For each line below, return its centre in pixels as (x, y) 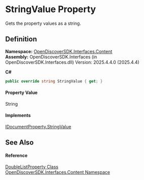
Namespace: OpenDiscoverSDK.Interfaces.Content (59, 51)
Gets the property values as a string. (43, 23)
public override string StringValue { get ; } (54, 81)
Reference (16, 156)
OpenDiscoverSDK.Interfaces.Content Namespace (58, 172)
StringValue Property (51, 9)
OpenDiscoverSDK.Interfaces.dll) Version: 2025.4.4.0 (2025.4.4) (73, 62)
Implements (18, 115)
